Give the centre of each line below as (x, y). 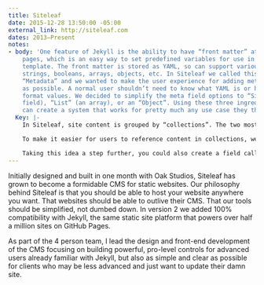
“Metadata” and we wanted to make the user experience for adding (133, 81)
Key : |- (28, 118)
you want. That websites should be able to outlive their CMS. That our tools (130, 200)
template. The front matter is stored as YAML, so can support (128, 67)
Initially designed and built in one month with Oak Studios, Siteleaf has (122, 175)
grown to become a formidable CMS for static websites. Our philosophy (124, 184)
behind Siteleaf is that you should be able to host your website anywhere (126, 192)
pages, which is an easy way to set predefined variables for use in (139, 60)
